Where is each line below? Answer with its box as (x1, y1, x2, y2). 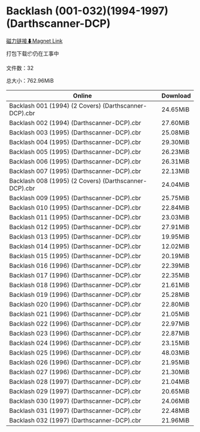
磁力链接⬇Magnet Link (6, 37, 63, 44)
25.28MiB (161, 290, 190, 299)
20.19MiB (161, 252, 190, 260)
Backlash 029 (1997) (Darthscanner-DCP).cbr (9, 387, 142, 395)
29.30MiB (161, 138, 190, 146)
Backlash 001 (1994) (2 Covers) (9, 101, 101, 109)
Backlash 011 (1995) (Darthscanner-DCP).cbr (9, 213, 142, 221)
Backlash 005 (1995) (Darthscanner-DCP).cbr (9, 148, 142, 156)
